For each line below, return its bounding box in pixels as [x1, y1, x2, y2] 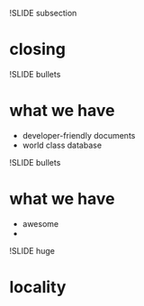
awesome [22, 218, 59, 229]
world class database [22, 139, 102, 150]
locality [9, 277, 67, 297]
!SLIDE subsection [9, 8, 77, 18]
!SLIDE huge [9, 245, 56, 256]
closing [9, 40, 66, 59]
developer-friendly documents [22, 130, 136, 140]
